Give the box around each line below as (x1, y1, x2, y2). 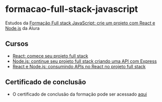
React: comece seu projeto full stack (12, 53, 89, 59)
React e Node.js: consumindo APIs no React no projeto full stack (12, 63, 146, 69)
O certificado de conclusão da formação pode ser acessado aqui (12, 91, 147, 97)
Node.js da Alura (5, 25, 40, 31)
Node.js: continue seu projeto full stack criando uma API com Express (12, 58, 157, 64)
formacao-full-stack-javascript (5, 3, 138, 15)
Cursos (5, 40, 29, 48)
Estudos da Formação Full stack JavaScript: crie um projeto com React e (5, 20, 155, 26)
